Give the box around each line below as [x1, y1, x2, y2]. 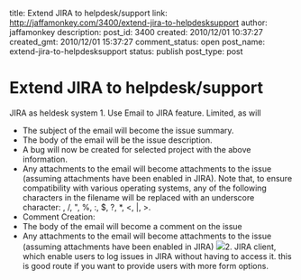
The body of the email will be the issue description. [22, 135, 214, 145]
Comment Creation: [22, 211, 96, 222]
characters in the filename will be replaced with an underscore [22, 191, 255, 202]
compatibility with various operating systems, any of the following [22, 182, 268, 193]
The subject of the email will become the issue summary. [22, 125, 234, 135]
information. [22, 154, 68, 164]
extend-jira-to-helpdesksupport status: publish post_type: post [9, 46, 243, 57]
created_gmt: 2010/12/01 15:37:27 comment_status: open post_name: [9, 36, 266, 47]
